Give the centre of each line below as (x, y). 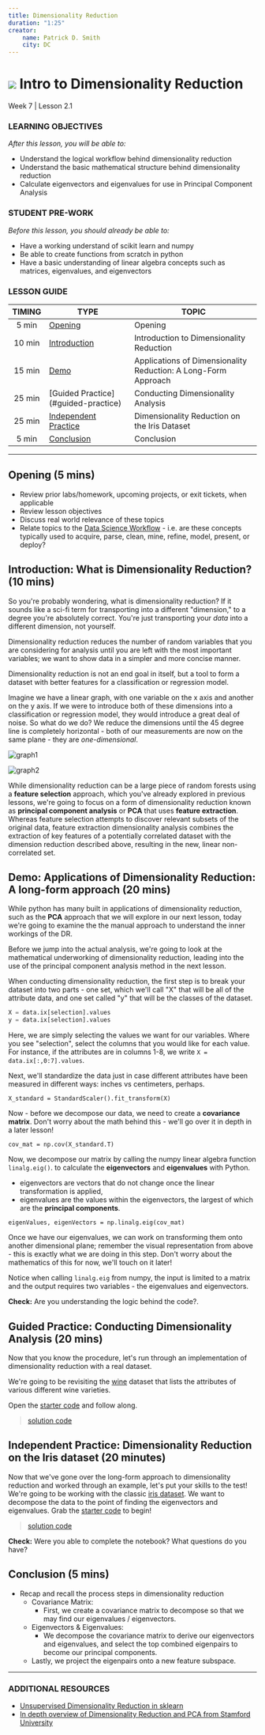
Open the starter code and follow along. (73, 1405)
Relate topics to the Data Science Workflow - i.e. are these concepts (131, 527)
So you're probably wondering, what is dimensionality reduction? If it (120, 601)
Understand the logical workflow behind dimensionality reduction (126, 159)
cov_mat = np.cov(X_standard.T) (61, 1145)
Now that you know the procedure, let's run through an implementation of (128, 1358)
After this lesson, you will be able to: (67, 144)
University (36, 1722)
